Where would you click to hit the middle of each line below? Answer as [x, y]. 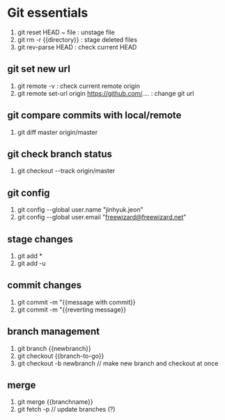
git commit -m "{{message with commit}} [76, 302]
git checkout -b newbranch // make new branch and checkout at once [118, 363]
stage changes [40, 239]
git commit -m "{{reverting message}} [72, 310]
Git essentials [48, 13]
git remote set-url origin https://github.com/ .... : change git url [106, 93]
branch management [54, 332]
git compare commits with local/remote [94, 116]
